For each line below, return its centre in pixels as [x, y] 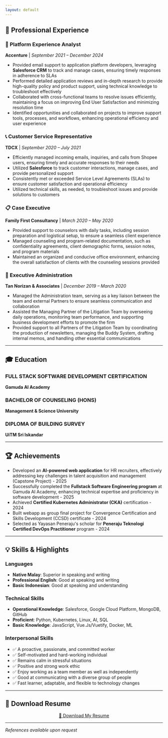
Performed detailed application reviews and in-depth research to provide [87, 81]
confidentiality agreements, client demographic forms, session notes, [84, 246]
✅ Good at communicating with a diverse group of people [72, 677]
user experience [29, 124]
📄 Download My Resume [84, 716]
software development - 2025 [43, 497]
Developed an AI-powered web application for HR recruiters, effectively [87, 470]
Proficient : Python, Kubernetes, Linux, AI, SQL [60, 620]
